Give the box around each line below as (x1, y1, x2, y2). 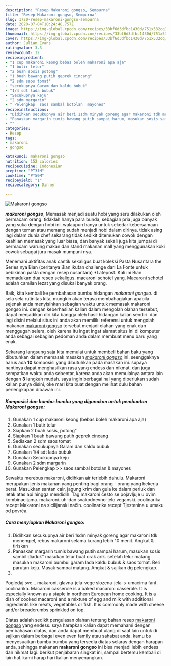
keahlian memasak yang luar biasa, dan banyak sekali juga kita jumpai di (5, 238, 157, 244)
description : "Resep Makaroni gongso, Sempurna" (5, 7, 110, 13)
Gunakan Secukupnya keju (12, 455, 69, 461)
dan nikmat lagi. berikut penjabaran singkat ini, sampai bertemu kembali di (5, 649, 161, 655)
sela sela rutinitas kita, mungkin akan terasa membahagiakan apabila (5, 296, 149, 302)
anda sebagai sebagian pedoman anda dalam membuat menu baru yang (5, 333, 157, 339)
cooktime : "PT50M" (5, 173, 44, 178)
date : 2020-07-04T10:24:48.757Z (5, 21, 74, 27)
